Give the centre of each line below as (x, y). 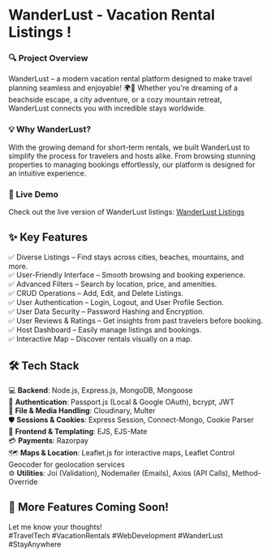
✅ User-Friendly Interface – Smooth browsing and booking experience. (127, 275)
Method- (246, 472)
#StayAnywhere (35, 544)
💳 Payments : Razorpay (49, 440)
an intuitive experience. (47, 173)
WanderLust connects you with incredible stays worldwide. (107, 108)
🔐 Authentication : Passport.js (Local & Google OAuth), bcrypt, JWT (122, 402)
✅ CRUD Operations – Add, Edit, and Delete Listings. (96, 293)
